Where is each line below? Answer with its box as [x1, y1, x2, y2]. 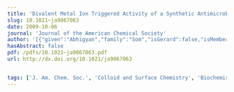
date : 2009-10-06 [7, 23, 58, 30]
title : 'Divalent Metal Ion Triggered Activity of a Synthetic [7, 10, 195, 17]
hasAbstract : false [7, 43, 64, 49]
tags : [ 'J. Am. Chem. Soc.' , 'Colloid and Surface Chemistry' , [7, 74, 195, 81]
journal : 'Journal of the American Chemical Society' [7, 29, 167, 37]
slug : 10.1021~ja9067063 [7, 17, 79, 24]
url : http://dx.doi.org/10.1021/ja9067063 [7, 56, 132, 63]
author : [7, 36, 30, 43]
